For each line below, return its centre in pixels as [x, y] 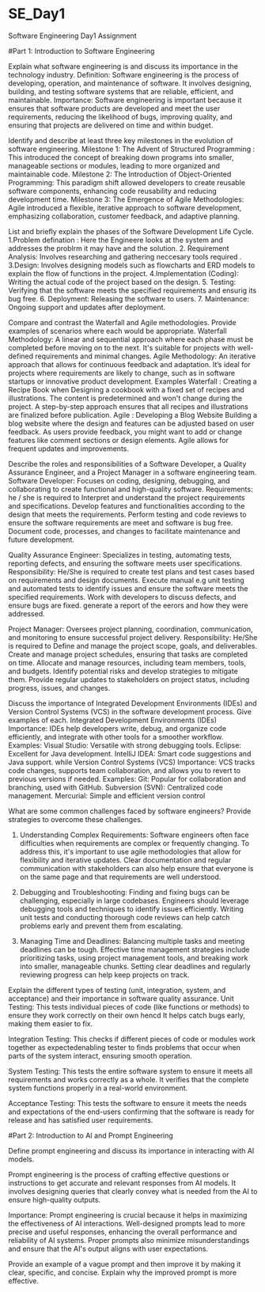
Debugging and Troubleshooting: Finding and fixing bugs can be [125, 892]
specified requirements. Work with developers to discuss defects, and [122, 597]
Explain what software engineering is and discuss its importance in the [123, 66]
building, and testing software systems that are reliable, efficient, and [121, 91]
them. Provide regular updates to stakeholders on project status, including [129, 679]
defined [21, 356]
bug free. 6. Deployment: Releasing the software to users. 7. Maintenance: [129, 298]
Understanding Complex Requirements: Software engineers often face [134, 835]
